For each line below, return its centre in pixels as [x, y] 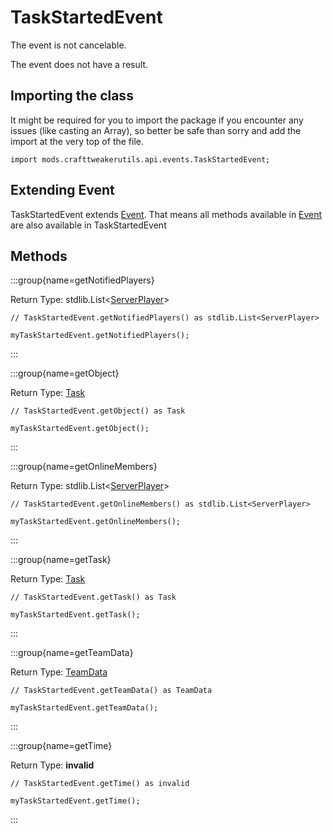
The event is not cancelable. [68, 45]
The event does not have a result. [79, 64]
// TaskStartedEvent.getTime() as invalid [100, 784]
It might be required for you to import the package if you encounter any [157, 120]
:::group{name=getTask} [61, 560]
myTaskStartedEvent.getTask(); [75, 615]
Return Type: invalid [52, 765]
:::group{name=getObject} [65, 373]
